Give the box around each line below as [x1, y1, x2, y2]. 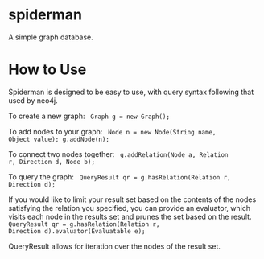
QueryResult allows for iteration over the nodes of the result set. [8, 241, 221, 251]
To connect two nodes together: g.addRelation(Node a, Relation [8, 149, 229, 158]
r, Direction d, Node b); [8, 158, 95, 166]
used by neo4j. [8, 95, 58, 105]
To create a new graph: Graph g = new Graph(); [8, 111, 171, 121]
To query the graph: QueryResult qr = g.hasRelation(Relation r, [8, 171, 231, 182]
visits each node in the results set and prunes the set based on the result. [8, 212, 252, 221]
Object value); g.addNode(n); [8, 135, 110, 143]
